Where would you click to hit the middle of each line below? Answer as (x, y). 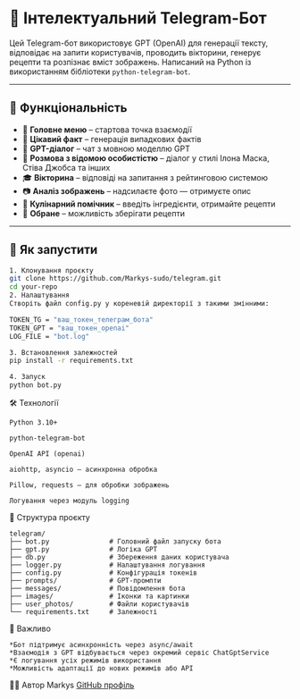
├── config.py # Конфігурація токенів (104, 573)
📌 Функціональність (68, 108)
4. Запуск (28, 377)
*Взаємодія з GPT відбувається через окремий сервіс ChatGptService (139, 653)
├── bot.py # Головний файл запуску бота (115, 542)
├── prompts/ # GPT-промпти (86, 581)
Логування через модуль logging (69, 501)
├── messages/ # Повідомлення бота (97, 589)
